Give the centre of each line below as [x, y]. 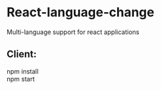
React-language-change [80, 12]
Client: [22, 54]
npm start [21, 79]
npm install [23, 71]
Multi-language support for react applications [73, 32]
